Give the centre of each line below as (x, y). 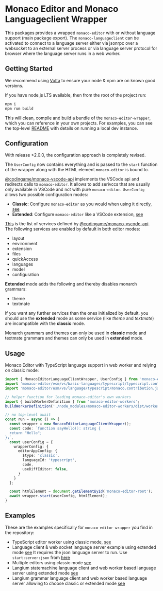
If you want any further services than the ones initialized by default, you (77, 313)
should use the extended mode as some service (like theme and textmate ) (80, 318)
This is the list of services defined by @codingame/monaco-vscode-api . (77, 224)
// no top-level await (28, 415)
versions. (14, 86)
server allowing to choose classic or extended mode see (68, 583)
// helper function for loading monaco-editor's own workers (68, 397)
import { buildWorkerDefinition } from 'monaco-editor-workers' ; (72, 402)
